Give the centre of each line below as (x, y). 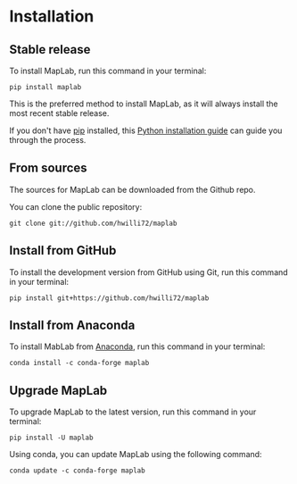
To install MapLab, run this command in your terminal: (108, 71)
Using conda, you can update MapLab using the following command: (136, 455)
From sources (48, 168)
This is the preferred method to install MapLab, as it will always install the (144, 104)
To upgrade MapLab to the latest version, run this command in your (133, 412)
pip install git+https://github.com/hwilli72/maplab (109, 298)
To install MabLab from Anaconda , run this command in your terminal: (137, 346)
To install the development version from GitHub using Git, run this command (148, 272)
